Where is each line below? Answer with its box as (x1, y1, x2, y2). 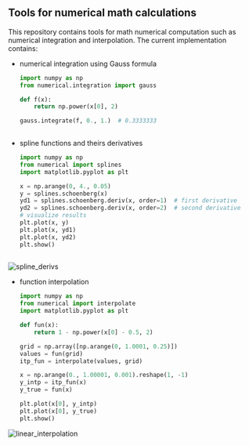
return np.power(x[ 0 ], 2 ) (34, 103, 119, 111)
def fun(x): (19, 321, 59, 329)
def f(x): (19, 96, 52, 103)
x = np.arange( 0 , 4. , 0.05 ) (19, 182, 112, 190)
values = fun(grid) (19, 350, 84, 357)
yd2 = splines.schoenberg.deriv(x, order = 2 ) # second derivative (19, 204, 241, 212)
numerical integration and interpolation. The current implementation (8, 35, 227, 45)
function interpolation (19, 277, 89, 287)
